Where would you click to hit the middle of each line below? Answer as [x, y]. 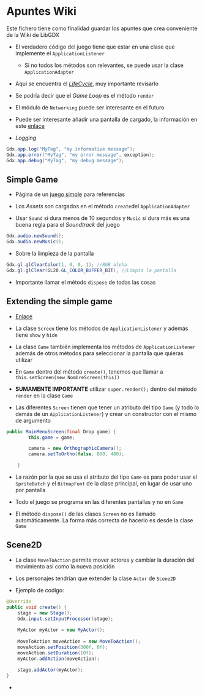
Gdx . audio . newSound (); [35, 236]
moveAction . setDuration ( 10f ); [56, 653]
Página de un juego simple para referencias [70, 194]
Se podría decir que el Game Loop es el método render [84, 95]
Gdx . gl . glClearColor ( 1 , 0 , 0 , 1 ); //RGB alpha [67, 265]
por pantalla [30, 490]
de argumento [33, 420]
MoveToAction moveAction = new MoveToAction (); [79, 642]
